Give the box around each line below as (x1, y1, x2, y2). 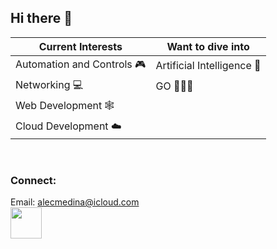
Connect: (10, 173, 57, 187)
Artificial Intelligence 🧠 (155, 59, 262, 73)
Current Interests (38, 39, 123, 53)
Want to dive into (166, 39, 250, 53)
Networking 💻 (15, 77, 84, 91)
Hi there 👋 (10, 10, 73, 27)
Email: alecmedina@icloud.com (10, 196, 140, 208)
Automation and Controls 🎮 (15, 57, 147, 71)
